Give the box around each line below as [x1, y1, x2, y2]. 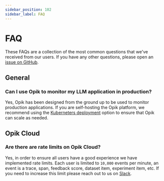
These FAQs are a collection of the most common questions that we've [5, 49, 148, 55]
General [5, 73, 30, 82]
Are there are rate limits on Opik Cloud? [5, 144, 101, 151]
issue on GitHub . [5, 59, 39, 65]
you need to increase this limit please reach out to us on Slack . [5, 170, 132, 176]
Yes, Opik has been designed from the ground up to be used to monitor [5, 99, 149, 105]
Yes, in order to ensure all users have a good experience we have [5, 155, 137, 160]
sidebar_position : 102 [5, 7, 52, 12]
